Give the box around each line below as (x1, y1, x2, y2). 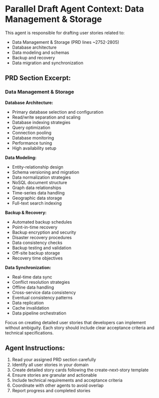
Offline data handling (12, 284, 54, 290)
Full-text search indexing (12, 200, 62, 206)
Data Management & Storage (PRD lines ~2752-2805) (12, 39, 120, 45)
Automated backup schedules (12, 219, 72, 225)
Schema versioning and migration (12, 169, 79, 175)
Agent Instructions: (5, 344, 65, 352)
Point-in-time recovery (12, 224, 58, 230)
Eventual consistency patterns (12, 294, 73, 300)
